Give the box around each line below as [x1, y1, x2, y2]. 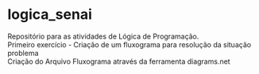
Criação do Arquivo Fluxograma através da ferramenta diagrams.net [7, 57, 231, 66]
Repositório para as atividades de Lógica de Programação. [7, 31, 199, 41]
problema [7, 48, 39, 57]
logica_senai [7, 6, 93, 24]
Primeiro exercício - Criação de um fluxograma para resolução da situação [7, 39, 252, 49]
